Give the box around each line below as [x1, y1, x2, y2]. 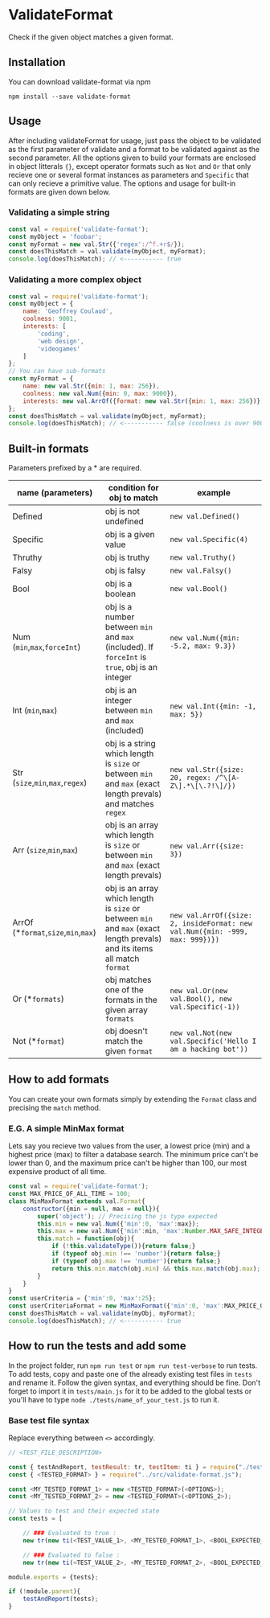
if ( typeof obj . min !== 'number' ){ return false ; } [51, 1250, 221, 1258]
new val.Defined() [170, 512, 240, 521]
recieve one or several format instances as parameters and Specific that [8, 170, 249, 179]
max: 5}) [170, 710, 203, 719]
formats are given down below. [8, 187, 111, 196]
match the [104, 1036, 143, 1047]
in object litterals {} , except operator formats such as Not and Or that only [8, 161, 252, 170]
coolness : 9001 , [22, 315, 78, 323]
